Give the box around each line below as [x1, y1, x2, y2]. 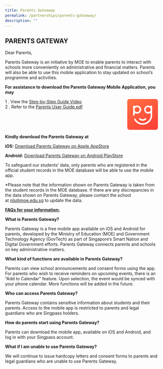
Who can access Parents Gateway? [5, 290, 78, 296]
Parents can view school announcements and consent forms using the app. [5, 265, 156, 271]
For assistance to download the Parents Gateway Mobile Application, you [5, 84, 156, 90]
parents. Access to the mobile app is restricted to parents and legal [5, 305, 139, 311]
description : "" [5, 18, 38, 23]
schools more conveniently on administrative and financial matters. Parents [5, 64, 155, 70]
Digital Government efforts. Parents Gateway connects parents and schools [5, 241, 156, 247]
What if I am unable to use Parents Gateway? [5, 344, 97, 350]
